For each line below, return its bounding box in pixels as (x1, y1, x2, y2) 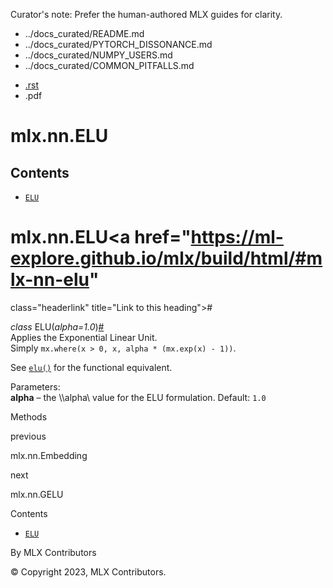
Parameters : (10, 380, 61, 393)
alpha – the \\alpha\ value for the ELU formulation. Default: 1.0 (10, 391, 267, 403)
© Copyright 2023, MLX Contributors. (10, 565, 167, 578)
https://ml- (190, 226, 284, 249)
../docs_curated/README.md (24, 28, 145, 39)
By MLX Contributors (10, 546, 97, 558)
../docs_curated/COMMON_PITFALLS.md (24, 60, 195, 71)
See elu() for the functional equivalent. (10, 361, 173, 373)
